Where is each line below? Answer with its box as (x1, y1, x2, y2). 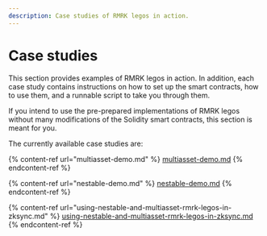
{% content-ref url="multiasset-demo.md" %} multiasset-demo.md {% (8, 154, 244, 164)
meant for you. (8, 122, 57, 133)
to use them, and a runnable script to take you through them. (8, 90, 211, 100)
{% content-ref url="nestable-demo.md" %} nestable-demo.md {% (8, 178, 232, 188)
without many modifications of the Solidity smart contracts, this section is (8, 114, 252, 124)
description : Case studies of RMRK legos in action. (8, 11, 190, 20)
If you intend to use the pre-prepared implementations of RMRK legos (8, 106, 240, 115)
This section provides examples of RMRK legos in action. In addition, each (8, 73, 255, 83)
